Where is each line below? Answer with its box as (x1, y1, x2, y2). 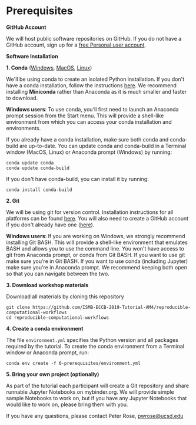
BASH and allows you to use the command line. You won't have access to (6, 245, 184, 252)
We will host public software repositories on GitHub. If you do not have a (6, 35, 182, 42)
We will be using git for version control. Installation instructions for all (6, 208, 174, 216)
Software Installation (6, 52, 58, 60)
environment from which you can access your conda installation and (6, 118, 172, 125)
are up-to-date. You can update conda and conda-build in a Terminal (19, 142, 187, 149)
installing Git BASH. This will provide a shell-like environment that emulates (6, 239, 188, 246)
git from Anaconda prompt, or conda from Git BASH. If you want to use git (6, 251, 185, 258)
